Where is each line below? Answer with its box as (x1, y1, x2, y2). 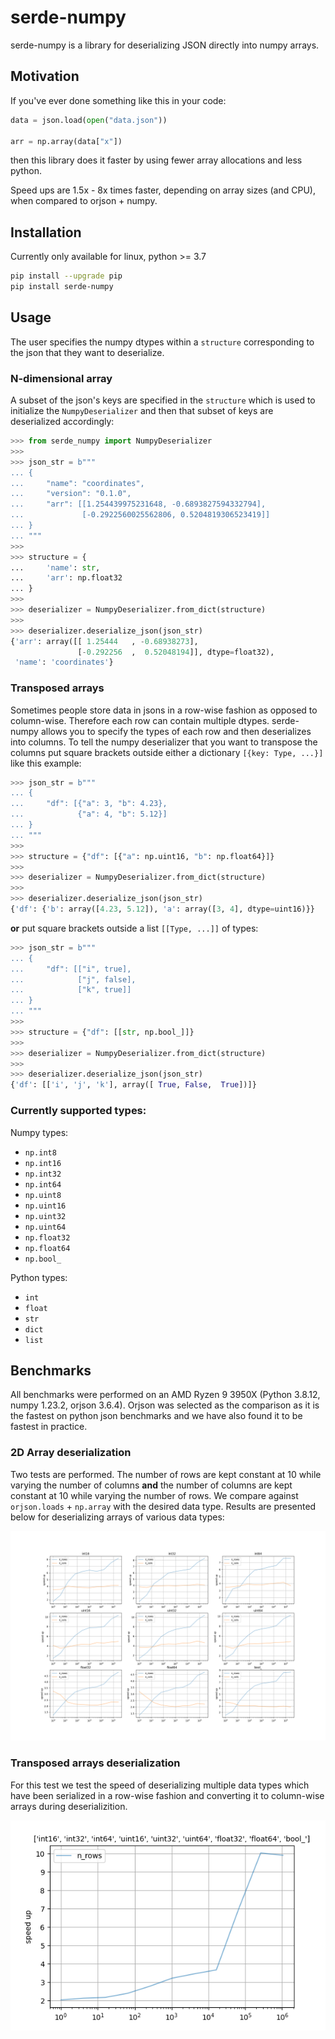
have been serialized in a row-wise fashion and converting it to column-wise (10, 1789, 325, 1801)
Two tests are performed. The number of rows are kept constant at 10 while (10, 1468, 322, 1480)
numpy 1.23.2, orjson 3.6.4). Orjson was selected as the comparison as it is (10, 1399, 320, 1411)
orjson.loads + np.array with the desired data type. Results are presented (10, 1500, 317, 1512)
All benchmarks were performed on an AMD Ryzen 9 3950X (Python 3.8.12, (10, 1389, 321, 1401)
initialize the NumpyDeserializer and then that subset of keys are (10, 405, 274, 417)
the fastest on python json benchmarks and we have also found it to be (10, 1410, 303, 1422)
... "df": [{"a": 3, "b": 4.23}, (10, 799, 168, 809)
